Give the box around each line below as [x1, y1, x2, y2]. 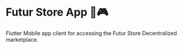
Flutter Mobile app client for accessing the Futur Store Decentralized [5, 29, 178, 37]
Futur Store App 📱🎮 [5, 5, 109, 19]
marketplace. [5, 36, 39, 43]
